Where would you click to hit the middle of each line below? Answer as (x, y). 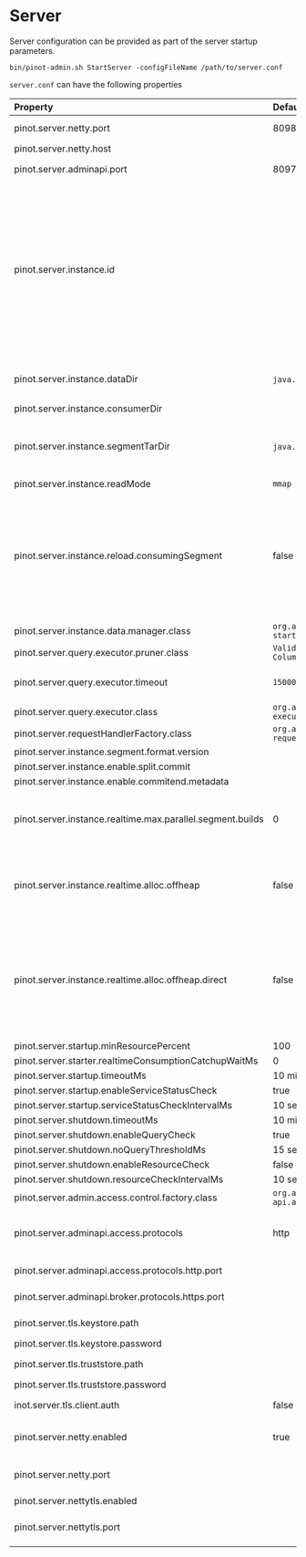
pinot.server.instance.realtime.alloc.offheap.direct (121, 980)
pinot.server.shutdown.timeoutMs (86, 1120)
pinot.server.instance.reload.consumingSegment (118, 555)
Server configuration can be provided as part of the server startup (133, 41)
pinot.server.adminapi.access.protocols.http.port (118, 1271)
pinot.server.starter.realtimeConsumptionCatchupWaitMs (136, 1061)
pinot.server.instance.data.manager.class (102, 630)
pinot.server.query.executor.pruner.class (102, 652)
